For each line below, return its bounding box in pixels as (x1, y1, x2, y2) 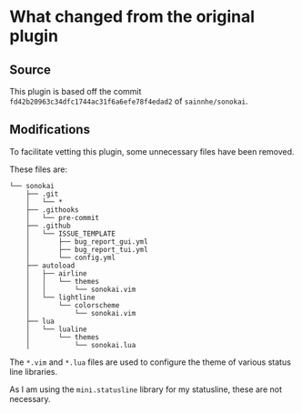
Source (9, 62, 52, 77)
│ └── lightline (25, 293, 96, 302)
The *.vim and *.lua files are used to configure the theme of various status (9, 357, 291, 368)
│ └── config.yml (25, 253, 116, 262)
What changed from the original (9, 6, 255, 27)
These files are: (9, 164, 68, 175)
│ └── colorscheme (25, 300, 120, 310)
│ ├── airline (25, 268, 88, 278)
